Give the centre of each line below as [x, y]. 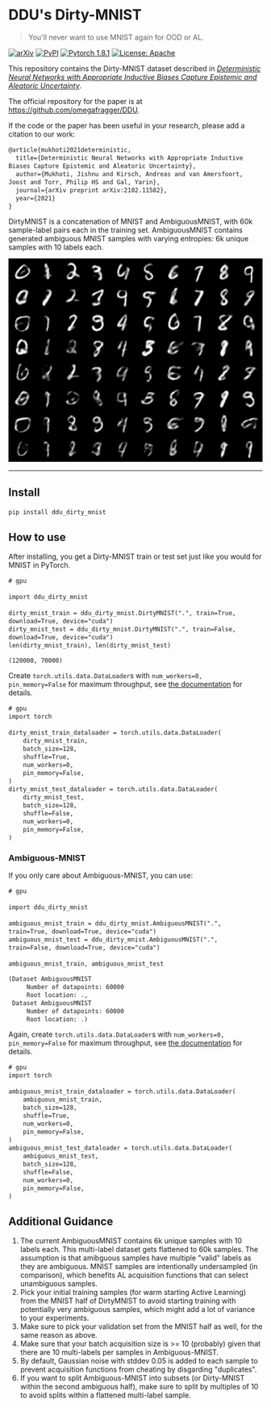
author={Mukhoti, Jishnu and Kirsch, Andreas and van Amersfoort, [129, 174]
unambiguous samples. [59, 1284]
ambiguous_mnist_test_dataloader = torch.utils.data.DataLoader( [120, 1148]
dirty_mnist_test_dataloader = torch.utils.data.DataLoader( [113, 790]
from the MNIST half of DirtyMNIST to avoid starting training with [128, 1301]
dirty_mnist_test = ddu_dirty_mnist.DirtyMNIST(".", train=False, [122, 630]
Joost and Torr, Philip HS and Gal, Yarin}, [84, 182]
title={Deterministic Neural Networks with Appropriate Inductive [129, 158]
